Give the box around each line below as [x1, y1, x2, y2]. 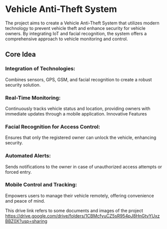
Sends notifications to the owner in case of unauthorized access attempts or [5, 163, 163, 170]
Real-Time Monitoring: [5, 94, 61, 101]
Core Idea [5, 50, 36, 59]
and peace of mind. [5, 198, 45, 204]
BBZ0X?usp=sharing [5, 218, 47, 224]
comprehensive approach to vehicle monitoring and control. [5, 36, 128, 42]
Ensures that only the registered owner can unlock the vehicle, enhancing [5, 134, 157, 140]
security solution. [5, 82, 41, 88]
